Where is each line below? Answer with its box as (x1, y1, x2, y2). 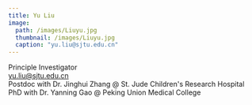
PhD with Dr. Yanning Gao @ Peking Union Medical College (8, 88, 201, 97)
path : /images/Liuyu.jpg (15, 26, 97, 34)
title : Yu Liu (8, 11, 55, 20)
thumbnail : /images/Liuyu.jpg (15, 33, 115, 42)
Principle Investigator (8, 62, 78, 72)
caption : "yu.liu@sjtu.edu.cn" (15, 41, 119, 49)
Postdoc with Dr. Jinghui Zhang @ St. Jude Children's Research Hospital (8, 80, 245, 89)
